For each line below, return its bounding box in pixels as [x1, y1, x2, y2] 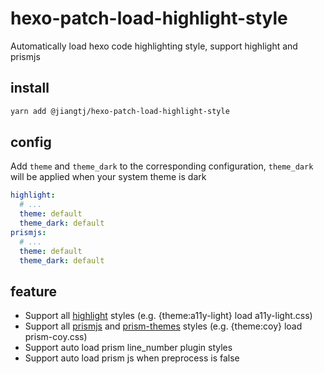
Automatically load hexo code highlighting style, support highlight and [10, 40, 298, 52]
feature [10, 283, 58, 300]
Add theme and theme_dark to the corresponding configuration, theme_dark [10, 160, 314, 172]
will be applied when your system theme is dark [10, 171, 207, 183]
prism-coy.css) [24, 331, 88, 343]
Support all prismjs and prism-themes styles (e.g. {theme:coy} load [24, 320, 303, 332]
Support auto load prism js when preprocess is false [24, 352, 240, 364]
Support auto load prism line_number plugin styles [24, 342, 233, 354]
